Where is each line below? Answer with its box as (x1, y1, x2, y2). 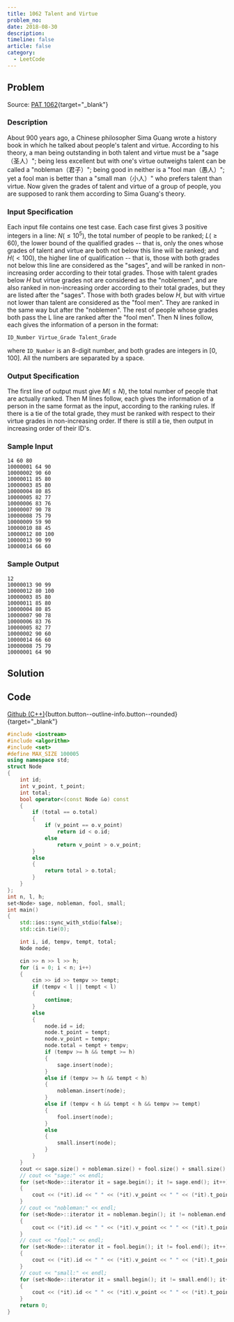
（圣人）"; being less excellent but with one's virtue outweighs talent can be (7, 157, 226, 165)
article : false (7, 43, 52, 50)
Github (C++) (7, 710, 45, 718)
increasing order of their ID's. (7, 424, 92, 433)
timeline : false (7, 36, 54, 43)
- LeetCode (13, 56, 45, 63)
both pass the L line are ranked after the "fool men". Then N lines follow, (7, 312, 214, 322)
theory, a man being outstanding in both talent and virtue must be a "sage (7, 148, 219, 157)
